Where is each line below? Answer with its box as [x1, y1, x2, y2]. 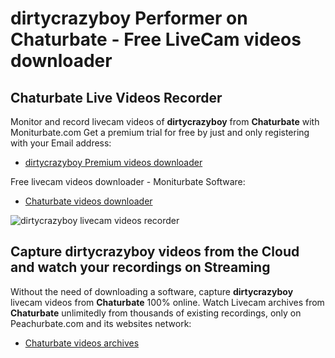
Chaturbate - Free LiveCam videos [10, 28, 302, 51]
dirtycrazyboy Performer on [10, 7, 248, 30]
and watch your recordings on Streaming [10, 259, 271, 276]
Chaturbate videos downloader [24, 195, 153, 207]
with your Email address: [10, 137, 112, 149]
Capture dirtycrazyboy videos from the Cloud [10, 243, 300, 261]
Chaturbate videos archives [24, 337, 140, 349]
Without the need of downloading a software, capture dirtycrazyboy [10, 285, 294, 297]
